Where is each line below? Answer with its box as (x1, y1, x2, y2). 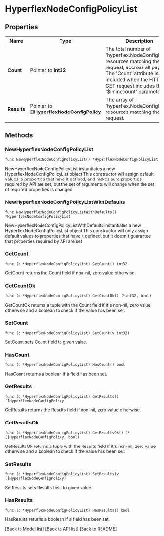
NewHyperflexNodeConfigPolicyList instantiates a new (5, 165, 116, 172)
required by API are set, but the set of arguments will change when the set (5, 181, 155, 187)
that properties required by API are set (5, 238, 82, 244)
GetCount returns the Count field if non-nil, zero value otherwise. (5, 270, 136, 276)
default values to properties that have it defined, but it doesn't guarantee (5, 233, 151, 239)
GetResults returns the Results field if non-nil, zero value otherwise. (5, 407, 141, 413)
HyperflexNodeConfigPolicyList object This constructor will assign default (5, 171, 154, 177)
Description (125, 38, 154, 44)
